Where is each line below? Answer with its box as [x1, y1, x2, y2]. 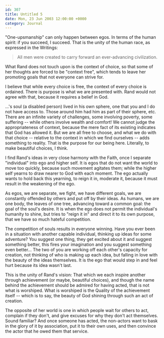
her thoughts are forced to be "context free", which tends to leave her [5, 69, 146, 75]
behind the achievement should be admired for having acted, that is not [5, 283, 150, 288]
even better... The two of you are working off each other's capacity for [5, 247, 148, 253]
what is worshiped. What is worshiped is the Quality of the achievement [5, 287, 150, 293]
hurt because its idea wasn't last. [5, 262, 72, 268]
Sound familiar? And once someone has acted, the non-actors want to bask [5, 318, 158, 324]
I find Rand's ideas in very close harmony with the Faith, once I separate [5, 155, 151, 161]
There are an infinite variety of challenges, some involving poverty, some [5, 114, 153, 120]
